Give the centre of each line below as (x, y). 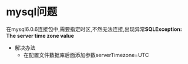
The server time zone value (40, 35)
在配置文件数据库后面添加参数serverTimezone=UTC (86, 55)
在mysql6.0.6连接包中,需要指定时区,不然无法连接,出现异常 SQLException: (94, 29)
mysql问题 (32, 12)
